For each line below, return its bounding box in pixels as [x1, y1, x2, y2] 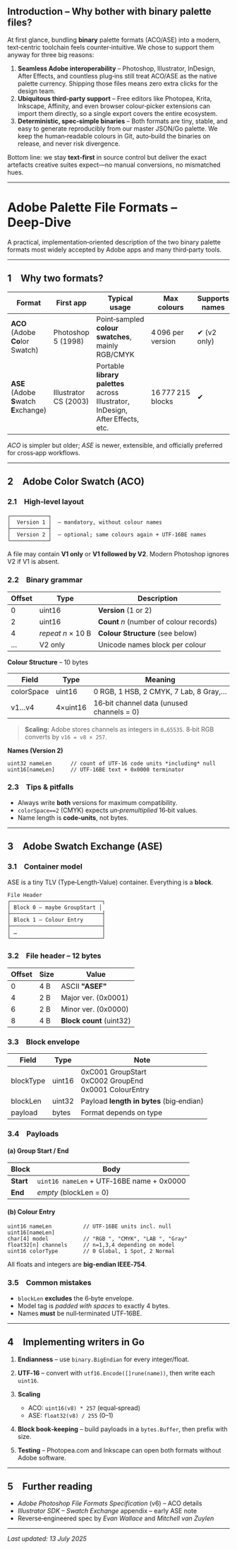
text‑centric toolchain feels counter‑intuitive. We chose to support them [7, 42, 214, 52]
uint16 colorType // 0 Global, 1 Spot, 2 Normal [7, 1247, 175, 1255]
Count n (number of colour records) [97, 616, 217, 626]
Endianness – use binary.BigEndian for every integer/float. [17, 1355, 190, 1363]
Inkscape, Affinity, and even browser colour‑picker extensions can [17, 102, 210, 110]
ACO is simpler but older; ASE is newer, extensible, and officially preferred [7, 441, 223, 450]
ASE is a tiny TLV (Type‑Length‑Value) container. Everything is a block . [7, 878, 214, 886]
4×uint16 [55, 703, 87, 712]
